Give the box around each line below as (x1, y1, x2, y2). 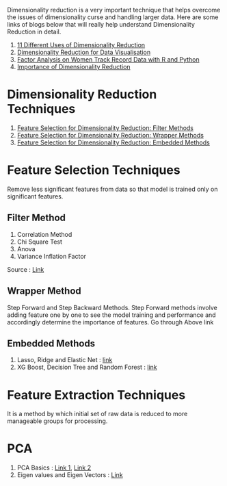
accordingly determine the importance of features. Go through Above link (7, 318, 214, 326)
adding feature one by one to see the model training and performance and (7, 311, 217, 319)
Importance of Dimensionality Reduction (16, 63, 131, 71)
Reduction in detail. (7, 27, 62, 36)
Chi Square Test (16, 238, 63, 246)
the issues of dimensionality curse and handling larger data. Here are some (7, 13, 219, 21)
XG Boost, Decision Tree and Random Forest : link (16, 363, 157, 372)
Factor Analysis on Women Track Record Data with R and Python (16, 55, 200, 64)
